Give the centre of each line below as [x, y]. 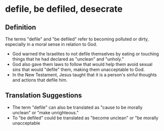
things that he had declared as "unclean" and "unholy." [68, 59]
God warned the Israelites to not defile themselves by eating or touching [85, 54]
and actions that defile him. [40, 80]
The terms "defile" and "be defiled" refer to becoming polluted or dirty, [77, 39]
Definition [20, 27]
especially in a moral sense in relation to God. [51, 44]
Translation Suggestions [44, 95]
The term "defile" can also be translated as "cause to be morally [77, 107]
